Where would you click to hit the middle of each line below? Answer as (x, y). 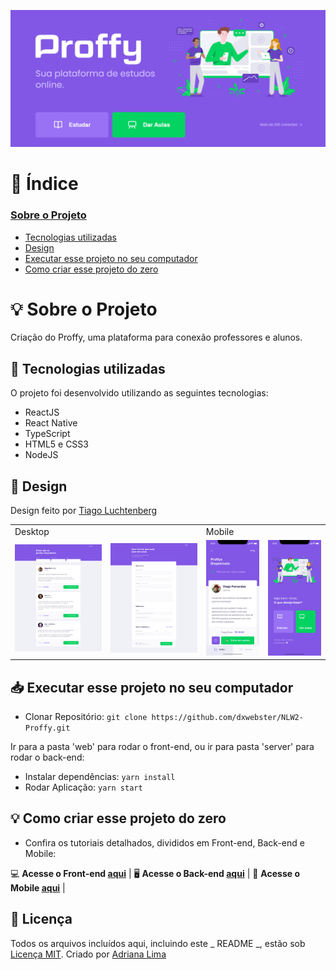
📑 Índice (44, 184)
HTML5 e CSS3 (56, 444)
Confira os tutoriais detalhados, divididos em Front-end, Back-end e (164, 842)
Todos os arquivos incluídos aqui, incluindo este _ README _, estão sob (158, 943)
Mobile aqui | (38, 887)
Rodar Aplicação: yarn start (83, 787)
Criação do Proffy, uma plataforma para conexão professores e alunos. (156, 337)
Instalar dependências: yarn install (100, 777)
